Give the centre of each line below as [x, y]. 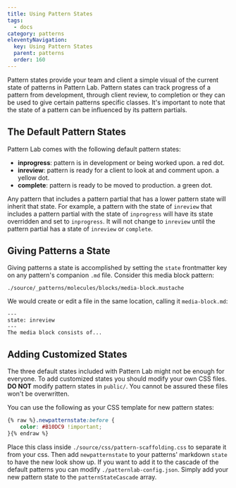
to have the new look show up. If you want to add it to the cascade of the [113, 462]
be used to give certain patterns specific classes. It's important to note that [116, 102]
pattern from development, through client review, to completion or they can [116, 94]
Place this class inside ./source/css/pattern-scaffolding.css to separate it [117, 447]
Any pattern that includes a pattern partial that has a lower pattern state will [117, 199]
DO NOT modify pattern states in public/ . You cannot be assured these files [118, 386]
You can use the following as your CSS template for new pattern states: [111, 408]
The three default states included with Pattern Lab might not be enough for [116, 372]
